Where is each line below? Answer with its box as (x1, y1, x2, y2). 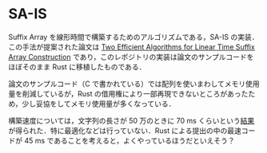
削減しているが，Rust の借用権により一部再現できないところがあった (22, 88, 249, 98)
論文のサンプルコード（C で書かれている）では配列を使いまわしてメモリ (8, 79, 246, 88)
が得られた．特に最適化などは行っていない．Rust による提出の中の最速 (8, 125, 242, 135)
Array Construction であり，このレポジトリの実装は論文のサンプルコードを (8, 52, 254, 61)
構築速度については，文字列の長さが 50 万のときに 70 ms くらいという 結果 (8, 116, 255, 125)
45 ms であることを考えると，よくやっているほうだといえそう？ (23, 135, 235, 145)
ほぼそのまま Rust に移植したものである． (8, 61, 146, 72)
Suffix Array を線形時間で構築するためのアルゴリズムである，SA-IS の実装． (8, 32, 259, 41)
